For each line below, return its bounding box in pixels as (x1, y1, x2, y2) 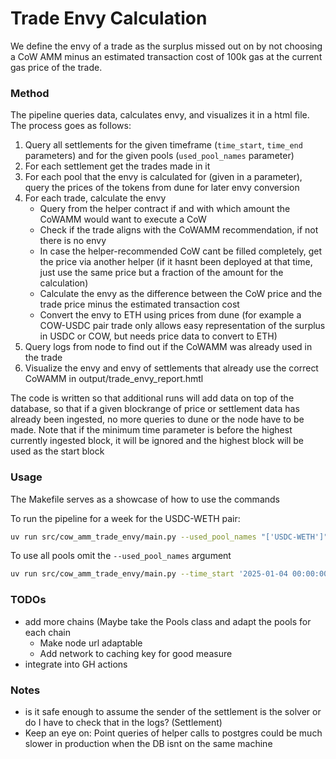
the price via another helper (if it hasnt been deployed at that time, (39, 256, 313, 268)
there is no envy (39, 235, 107, 247)
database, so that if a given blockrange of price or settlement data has (10, 403, 300, 415)
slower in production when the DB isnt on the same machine (24, 737, 273, 749)
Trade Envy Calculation (10, 7, 208, 30)
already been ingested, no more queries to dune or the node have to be (10, 413, 305, 426)
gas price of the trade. (10, 61, 103, 73)
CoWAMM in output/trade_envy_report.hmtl (24, 373, 204, 385)
